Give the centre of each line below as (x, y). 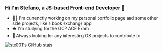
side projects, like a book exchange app (52, 23)
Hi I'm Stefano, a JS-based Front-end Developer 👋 (65, 8)
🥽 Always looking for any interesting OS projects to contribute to (76, 36)
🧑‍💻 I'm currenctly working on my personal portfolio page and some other (85, 18)
